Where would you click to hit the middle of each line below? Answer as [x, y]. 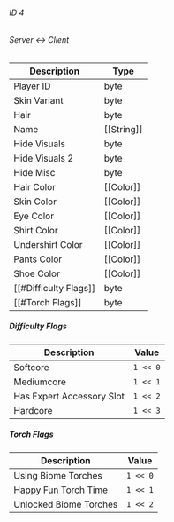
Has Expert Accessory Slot [69, 396]
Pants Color [38, 259]
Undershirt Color [48, 244]
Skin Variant [38, 100]
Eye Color [34, 216]
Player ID [32, 86]
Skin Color [35, 202]
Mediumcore [40, 382]
